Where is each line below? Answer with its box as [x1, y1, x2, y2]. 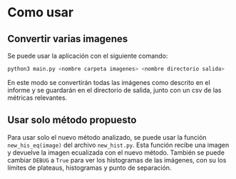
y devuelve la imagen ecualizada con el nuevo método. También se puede [7, 148, 225, 157]
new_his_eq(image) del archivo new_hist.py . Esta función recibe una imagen [7, 140, 230, 149]
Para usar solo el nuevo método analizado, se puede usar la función [7, 133, 207, 141]
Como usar [7, 4, 74, 21]
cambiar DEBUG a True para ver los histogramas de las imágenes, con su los [7, 155, 227, 164]
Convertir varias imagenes [7, 33, 128, 45]
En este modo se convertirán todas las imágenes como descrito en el [7, 78, 210, 86]
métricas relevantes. [7, 93, 68, 102]
